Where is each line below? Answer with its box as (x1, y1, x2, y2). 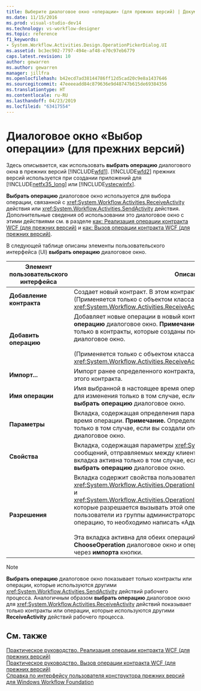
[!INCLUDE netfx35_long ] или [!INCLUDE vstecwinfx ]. (6, 181, 136, 188)
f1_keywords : (6, 37, 39, 43)
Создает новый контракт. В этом (74, 288, 169, 296)
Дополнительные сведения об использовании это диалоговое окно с (6, 211, 184, 219)
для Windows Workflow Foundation (6, 678, 94, 686)
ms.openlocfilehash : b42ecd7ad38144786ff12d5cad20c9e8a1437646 (6, 75, 167, 81)
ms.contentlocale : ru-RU (6, 92, 68, 98)
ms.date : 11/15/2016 (6, 14, 58, 20)
